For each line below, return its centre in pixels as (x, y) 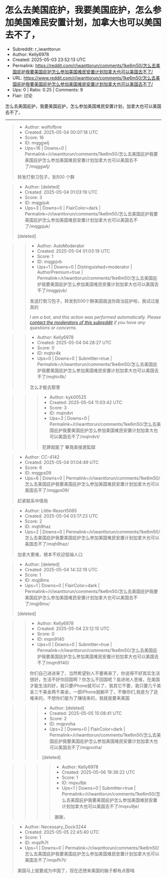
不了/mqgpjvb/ (52, 290)
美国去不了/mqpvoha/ (80, 747)
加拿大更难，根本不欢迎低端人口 (50, 554)
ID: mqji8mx (37, 580)
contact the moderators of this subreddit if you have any (87, 322)
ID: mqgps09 (38, 473)
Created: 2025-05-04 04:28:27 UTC (74, 342)
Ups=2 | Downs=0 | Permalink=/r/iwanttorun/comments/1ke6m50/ (92, 532)
